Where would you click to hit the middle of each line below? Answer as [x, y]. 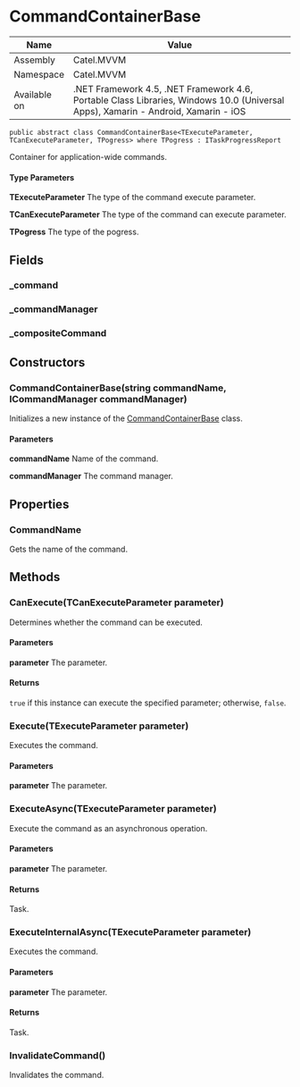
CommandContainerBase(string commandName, [118, 388]
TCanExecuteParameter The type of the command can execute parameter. [148, 215]
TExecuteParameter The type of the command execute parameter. [133, 198]
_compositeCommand [58, 333]
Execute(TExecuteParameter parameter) [99, 726]
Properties [39, 504]
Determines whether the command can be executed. [106, 622]
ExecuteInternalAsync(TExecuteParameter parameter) [130, 932]
